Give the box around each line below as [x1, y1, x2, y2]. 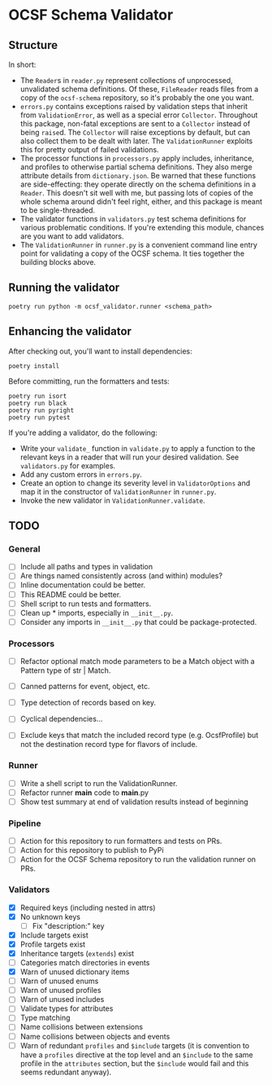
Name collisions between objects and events [19, 1031, 171, 1041]
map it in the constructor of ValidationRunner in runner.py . [19, 486, 217, 496]
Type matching [19, 1013, 71, 1023]
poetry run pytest [8, 413, 71, 421]
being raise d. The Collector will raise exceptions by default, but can [19, 128, 251, 137]
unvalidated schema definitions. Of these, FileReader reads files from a [19, 84, 259, 94]
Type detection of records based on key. [19, 698, 157, 708]
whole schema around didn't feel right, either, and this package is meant [19, 197, 262, 206]
